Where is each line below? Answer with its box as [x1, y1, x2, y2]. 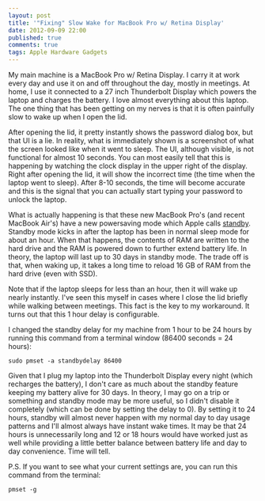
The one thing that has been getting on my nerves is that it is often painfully [8, 104, 255, 113]
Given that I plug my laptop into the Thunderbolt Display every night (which [8, 371, 253, 380]
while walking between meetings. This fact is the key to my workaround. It [8, 302, 250, 310]
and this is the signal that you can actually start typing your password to [8, 187, 243, 195]
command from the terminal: [8, 470, 101, 480]
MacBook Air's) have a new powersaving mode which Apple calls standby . [8, 218, 251, 228]
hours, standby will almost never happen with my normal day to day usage [8, 413, 251, 422]
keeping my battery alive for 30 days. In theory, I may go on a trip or [8, 388, 230, 397]
